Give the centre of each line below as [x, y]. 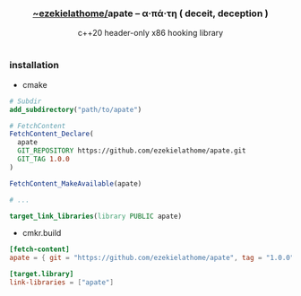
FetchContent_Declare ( [52, 134]
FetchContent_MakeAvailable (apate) [76, 183]
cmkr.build [42, 233]
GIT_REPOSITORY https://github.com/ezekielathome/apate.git [132, 151]
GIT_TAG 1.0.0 [43, 160]
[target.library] [42, 274]
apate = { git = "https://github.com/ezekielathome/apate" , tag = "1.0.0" [152, 258]
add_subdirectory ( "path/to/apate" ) [76, 109]
